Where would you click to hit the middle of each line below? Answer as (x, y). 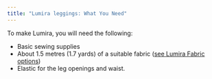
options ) (29, 61)
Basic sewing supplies (48, 46)
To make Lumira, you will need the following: (70, 33)
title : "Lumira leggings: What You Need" (67, 13)
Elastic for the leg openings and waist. (71, 68)
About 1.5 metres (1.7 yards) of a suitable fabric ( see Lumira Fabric (111, 54)
